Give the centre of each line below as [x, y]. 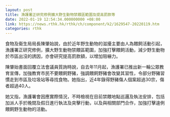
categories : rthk [24, 29]
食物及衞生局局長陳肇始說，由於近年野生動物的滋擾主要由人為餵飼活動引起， [85, 44]
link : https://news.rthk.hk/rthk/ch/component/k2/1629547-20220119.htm [82, 24]
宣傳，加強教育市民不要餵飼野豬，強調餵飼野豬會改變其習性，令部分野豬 [85, 73]
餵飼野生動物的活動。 [27, 109]
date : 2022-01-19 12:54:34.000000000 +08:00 [53, 19]
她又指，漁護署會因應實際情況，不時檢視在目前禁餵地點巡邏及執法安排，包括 [85, 97]
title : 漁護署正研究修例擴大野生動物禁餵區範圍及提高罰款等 [60, 15]
